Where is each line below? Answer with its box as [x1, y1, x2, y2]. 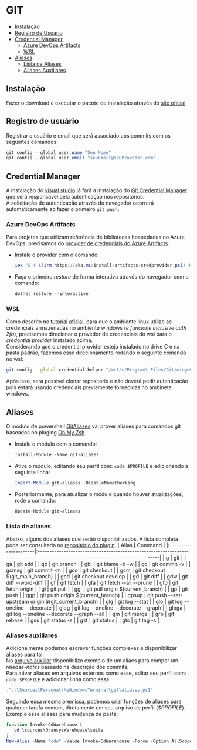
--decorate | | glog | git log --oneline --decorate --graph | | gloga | [25, 604, 186, 611]
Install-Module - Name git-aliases [14, 452, 99, 458]
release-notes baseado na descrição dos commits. [6, 664, 129, 671]
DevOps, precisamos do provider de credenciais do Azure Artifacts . [6, 240, 170, 247]
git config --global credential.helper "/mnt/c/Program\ [6, 367, 148, 373]
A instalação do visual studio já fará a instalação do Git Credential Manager [6, 187, 188, 194]
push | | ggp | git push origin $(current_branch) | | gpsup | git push [6, 592, 167, 599]
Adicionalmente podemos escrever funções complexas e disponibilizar [6, 645, 177, 652]
